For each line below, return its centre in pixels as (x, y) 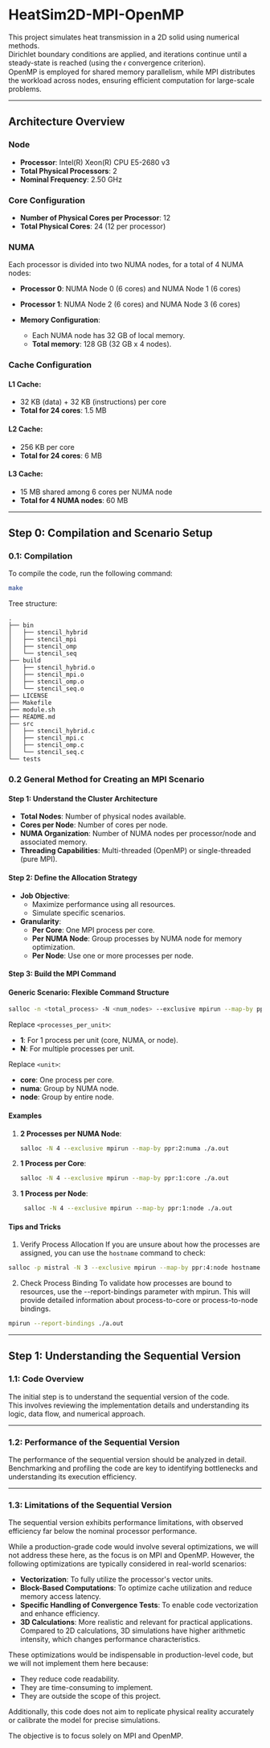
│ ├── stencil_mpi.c (46, 738)
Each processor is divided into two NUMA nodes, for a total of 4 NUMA (126, 265)
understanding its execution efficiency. (73, 1477)
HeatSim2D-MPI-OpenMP (96, 15)
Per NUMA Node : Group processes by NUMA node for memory (137, 938)
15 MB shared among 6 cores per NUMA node (96, 492)
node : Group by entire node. (67, 1097)
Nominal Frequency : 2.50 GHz (71, 179)
